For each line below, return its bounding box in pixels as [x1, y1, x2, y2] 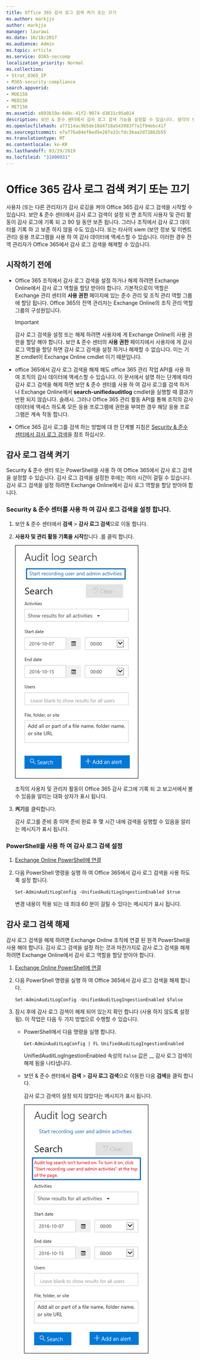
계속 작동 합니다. [30, 410, 70, 417]
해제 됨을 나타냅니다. [23, 1059, 72, 1067]
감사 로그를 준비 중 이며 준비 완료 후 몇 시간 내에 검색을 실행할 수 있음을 [14, 817, 180, 825]
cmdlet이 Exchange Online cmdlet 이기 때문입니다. [21, 353, 142, 360]
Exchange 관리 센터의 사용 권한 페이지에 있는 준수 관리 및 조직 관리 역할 [14, 292, 182, 299]
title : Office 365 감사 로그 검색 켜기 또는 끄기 [6, 10, 117, 16]
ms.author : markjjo [6, 16, 55, 22]
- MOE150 [6, 91, 28, 98]
